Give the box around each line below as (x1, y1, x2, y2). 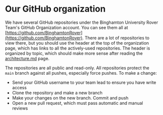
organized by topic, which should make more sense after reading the (5, 50, 143, 56)
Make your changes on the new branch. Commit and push (12, 95, 129, 100)
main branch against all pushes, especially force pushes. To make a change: (5, 70, 157, 76)
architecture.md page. (5, 55, 50, 61)
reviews (12, 105, 28, 111)
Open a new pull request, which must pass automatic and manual (12, 100, 144, 106)
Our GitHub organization (5, 3, 106, 15)
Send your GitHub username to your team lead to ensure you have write (12, 79, 157, 85)
